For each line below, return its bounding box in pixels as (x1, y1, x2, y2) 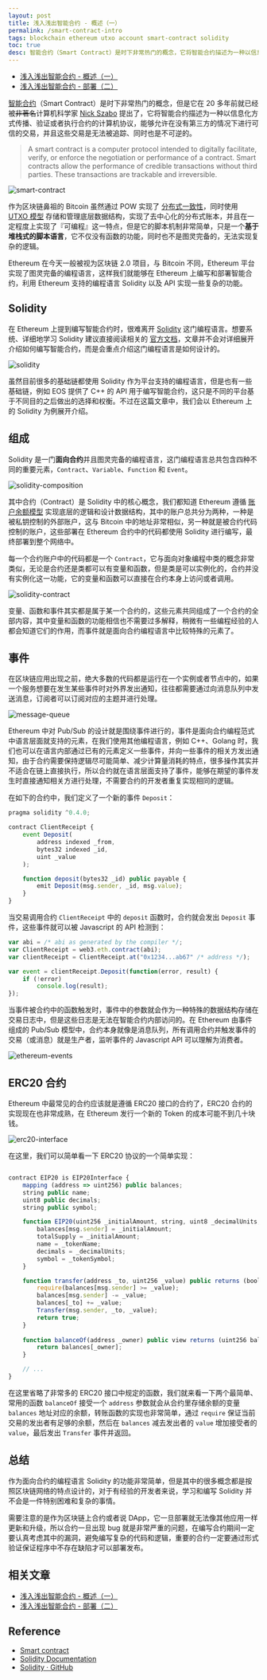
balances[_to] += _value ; (37, 1299, 123, 1307)
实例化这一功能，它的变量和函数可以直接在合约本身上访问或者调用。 (14, 573, 238, 583)
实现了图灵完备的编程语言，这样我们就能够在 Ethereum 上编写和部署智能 (8, 269, 246, 277)
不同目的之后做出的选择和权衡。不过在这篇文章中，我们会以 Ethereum (14, 396, 244, 406)
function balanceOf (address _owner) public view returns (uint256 (22, 1336, 247, 1344)
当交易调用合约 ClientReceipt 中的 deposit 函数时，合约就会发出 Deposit (8, 913, 247, 922)
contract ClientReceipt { (8, 823, 94, 831)
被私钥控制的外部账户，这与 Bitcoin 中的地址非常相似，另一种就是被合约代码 (8, 516, 257, 526)
